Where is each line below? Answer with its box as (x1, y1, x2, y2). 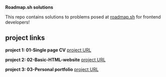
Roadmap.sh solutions (5, 4, 53, 10)
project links (5, 33, 45, 42)
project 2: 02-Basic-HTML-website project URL (5, 56, 106, 62)
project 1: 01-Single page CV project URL (5, 47, 92, 53)
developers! (5, 19, 30, 25)
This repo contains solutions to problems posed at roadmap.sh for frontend (5, 14, 161, 19)
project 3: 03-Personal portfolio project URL (5, 66, 99, 72)
